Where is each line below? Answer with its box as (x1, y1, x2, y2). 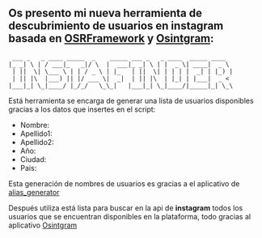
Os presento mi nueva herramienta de (8, 6, 202, 20)
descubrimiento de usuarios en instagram (8, 19, 224, 33)
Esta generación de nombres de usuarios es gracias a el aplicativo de (8, 178, 240, 189)
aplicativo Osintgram (8, 220, 78, 230)
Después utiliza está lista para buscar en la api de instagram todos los (8, 202, 243, 213)
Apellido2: (19, 137, 54, 147)
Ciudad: (19, 154, 47, 164)
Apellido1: (19, 129, 53, 138)
